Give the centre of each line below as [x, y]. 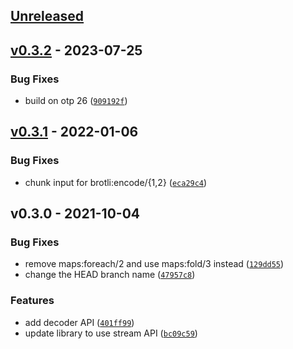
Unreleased [47, 16]
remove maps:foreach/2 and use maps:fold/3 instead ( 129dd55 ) [154, 264]
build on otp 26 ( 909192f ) [76, 101]
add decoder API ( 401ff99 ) [79, 322]
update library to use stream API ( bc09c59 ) [111, 333]
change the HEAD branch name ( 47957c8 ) [110, 275]
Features [32, 301]
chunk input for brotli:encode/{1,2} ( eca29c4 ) [116, 182]
